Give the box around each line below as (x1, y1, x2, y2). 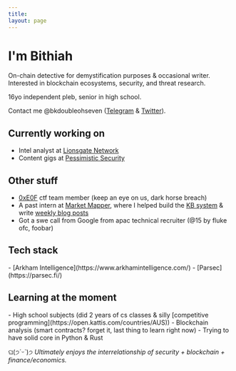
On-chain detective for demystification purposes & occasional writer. (8, 71, 211, 80)
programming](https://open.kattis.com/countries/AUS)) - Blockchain (8, 318, 209, 327)
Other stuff (8, 174, 58, 186)
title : (8, 10, 28, 18)
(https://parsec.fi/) (8, 270, 63, 279)
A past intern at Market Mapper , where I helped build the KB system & (18, 201, 224, 210)
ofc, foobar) (18, 224, 54, 233)
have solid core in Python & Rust (8, 333, 103, 342)
